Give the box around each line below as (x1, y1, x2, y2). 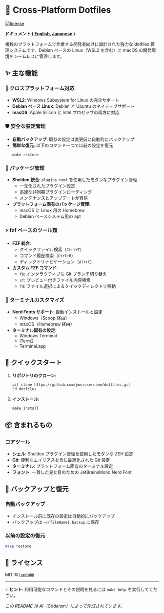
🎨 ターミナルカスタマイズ (5, 297, 64, 304)
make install (12, 406, 39, 411)
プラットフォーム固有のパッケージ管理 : (12, 201, 91, 207)
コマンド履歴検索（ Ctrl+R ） (19, 253, 76, 259)
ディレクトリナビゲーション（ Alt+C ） (19, 259, 95, 265)
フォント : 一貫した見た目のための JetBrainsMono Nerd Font (12, 469, 132, 475)
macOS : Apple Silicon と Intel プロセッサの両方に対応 (12, 109, 120, 115)
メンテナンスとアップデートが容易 (19, 195, 88, 201)
